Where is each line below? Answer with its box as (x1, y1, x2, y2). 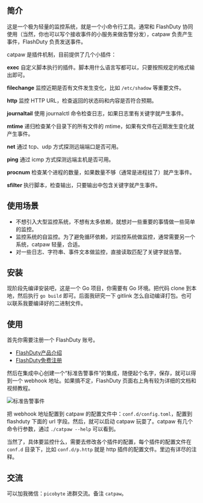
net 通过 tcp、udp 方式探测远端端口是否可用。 (7, 143, 122, 150)
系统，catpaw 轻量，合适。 (15, 240, 84, 248)
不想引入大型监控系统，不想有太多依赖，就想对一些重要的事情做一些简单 (15, 218, 195, 225)
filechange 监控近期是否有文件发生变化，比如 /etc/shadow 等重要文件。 (7, 84, 185, 91)
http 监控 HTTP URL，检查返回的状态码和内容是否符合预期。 (7, 97, 157, 104)
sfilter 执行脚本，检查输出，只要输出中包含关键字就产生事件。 (7, 181, 161, 188)
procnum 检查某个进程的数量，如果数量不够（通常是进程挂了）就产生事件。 (7, 168, 195, 176)
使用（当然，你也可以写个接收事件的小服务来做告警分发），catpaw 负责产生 (7, 30, 193, 37)
